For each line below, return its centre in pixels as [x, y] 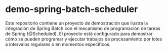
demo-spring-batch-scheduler [72, 9]
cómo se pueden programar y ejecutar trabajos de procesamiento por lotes [84, 39]
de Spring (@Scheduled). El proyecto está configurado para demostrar [79, 33]
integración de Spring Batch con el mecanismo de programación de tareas [83, 28]
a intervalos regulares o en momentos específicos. [58, 44]
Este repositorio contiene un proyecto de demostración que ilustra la [77, 23]
